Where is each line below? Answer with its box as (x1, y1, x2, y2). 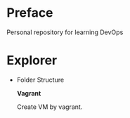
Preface (6, 5, 53, 21)
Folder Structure (16, 75, 65, 84)
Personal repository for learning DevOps (6, 28, 124, 36)
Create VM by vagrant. (16, 103, 83, 111)
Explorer (6, 52, 58, 68)
